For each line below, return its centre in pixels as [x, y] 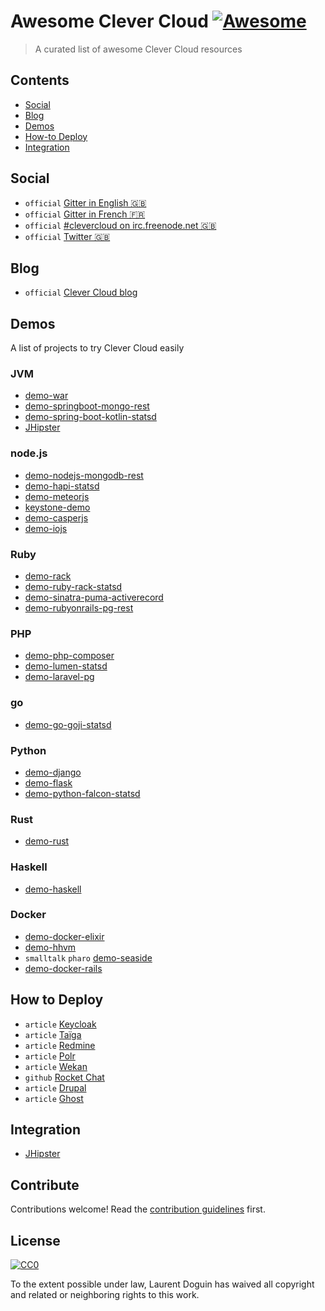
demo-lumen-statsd [66, 666]
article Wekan [56, 1066]
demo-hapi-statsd [62, 486]
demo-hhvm [50, 947]
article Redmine [60, 1045]
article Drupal [55, 1087]
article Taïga [53, 1034]
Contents [40, 80]
